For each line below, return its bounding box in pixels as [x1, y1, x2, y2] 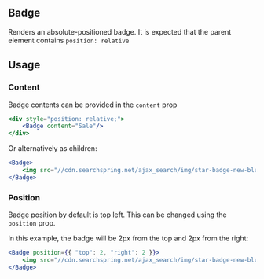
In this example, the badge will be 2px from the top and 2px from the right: [8, 233, 249, 243]
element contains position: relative [8, 35, 130, 45]
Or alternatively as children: [8, 144, 97, 153]
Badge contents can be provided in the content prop [8, 100, 178, 109]
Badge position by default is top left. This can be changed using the [8, 210, 227, 219]
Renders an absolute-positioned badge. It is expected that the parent [8, 27, 232, 36]
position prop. [8, 218, 56, 228]
